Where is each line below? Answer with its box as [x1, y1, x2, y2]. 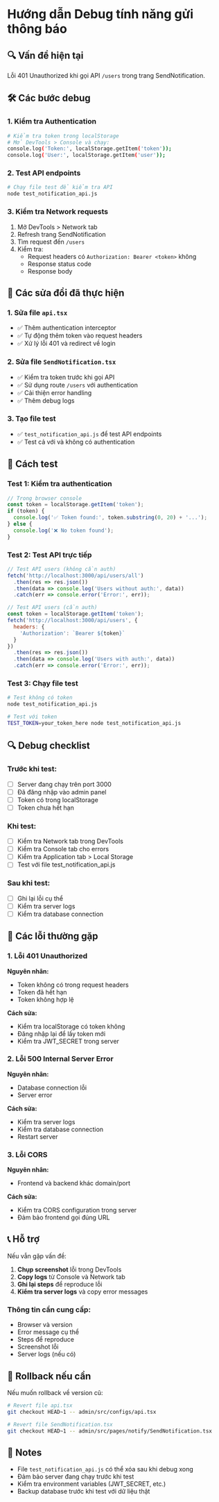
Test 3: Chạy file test [7, 678, 78, 688]
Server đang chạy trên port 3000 [17, 780, 112, 788]
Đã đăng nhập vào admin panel [17, 787, 107, 796]
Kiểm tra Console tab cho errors [17, 845, 109, 853]
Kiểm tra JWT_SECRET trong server [17, 1037, 120, 1045]
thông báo [7, 21, 68, 37]
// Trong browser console [7, 494, 82, 502]
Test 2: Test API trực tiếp [7, 550, 92, 560]
